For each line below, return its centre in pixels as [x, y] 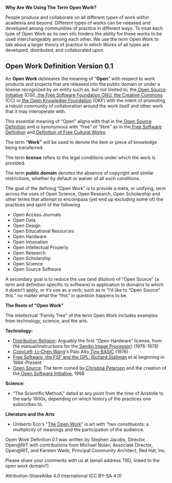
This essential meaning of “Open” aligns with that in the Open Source [79, 121]
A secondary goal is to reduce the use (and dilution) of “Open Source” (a [82, 279]
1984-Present [27, 362]
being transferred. [24, 147]
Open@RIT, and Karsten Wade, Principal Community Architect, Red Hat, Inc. [86, 450]
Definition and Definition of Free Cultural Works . [56, 132]
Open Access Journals [37, 215]
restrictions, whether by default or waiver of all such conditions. [73, 178]
